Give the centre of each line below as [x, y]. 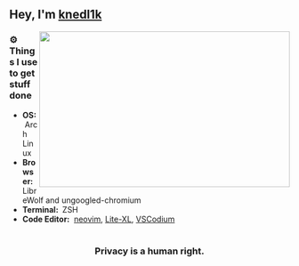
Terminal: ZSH [50, 209]
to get [22, 73]
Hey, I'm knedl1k [56, 15]
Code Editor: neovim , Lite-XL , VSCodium [98, 219]
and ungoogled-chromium [93, 200]
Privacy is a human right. [149, 251]
